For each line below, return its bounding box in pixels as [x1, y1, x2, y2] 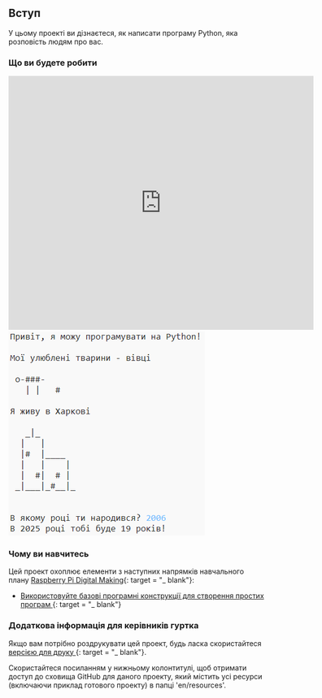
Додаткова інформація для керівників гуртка [8, 620, 199, 631]
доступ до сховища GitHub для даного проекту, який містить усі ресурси [8, 671, 263, 681]
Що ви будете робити [8, 57, 98, 68]
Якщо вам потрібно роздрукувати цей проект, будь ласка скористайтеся [8, 638, 262, 648]
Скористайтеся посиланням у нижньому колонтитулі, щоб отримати [8, 662, 247, 673]
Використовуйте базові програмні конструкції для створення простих [20, 591, 264, 600]
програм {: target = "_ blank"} [20, 600, 122, 609]
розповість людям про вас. [8, 37, 104, 46]
